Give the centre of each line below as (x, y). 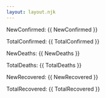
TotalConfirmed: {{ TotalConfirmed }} (53, 41)
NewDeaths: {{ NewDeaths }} (43, 53)
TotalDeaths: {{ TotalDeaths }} (44, 65)
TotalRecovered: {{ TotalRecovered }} (53, 89)
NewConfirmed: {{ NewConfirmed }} (52, 29)
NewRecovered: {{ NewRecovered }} (52, 77)
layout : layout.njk (31, 12)
